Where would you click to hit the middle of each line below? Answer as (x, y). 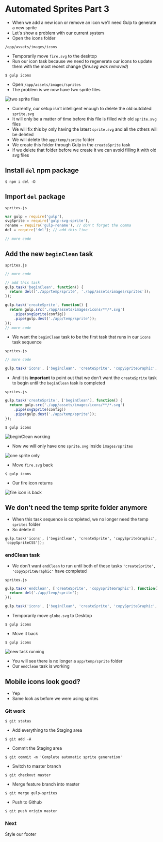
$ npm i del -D (20, 181)
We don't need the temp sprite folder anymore (76, 508)
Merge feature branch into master (46, 784)
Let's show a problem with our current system (58, 33)
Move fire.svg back (33, 465)
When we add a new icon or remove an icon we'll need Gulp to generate (84, 22)
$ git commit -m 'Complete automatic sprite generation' (64, 757)
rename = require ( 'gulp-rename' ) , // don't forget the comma (68, 225)
